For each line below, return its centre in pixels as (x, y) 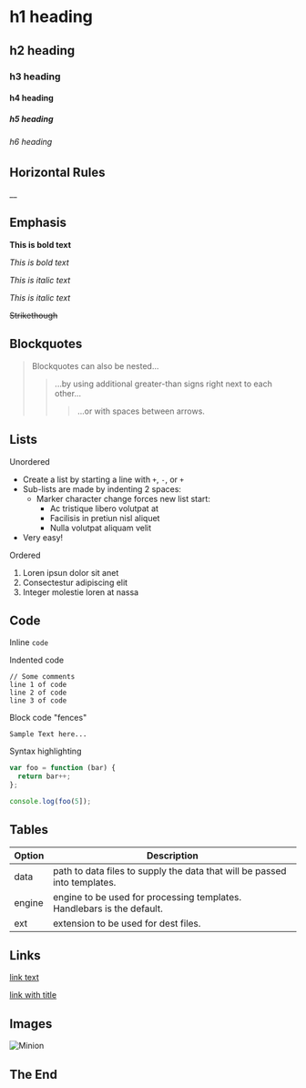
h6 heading (31, 142)
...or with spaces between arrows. (141, 411)
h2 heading (42, 51)
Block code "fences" (48, 718)
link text (24, 978)
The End (33, 1074)
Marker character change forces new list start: (123, 498)
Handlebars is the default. (108, 908)
